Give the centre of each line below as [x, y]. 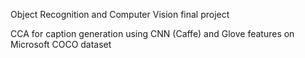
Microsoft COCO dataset [61, 44]
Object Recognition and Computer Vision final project [120, 14]
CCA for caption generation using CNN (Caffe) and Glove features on [152, 33]
